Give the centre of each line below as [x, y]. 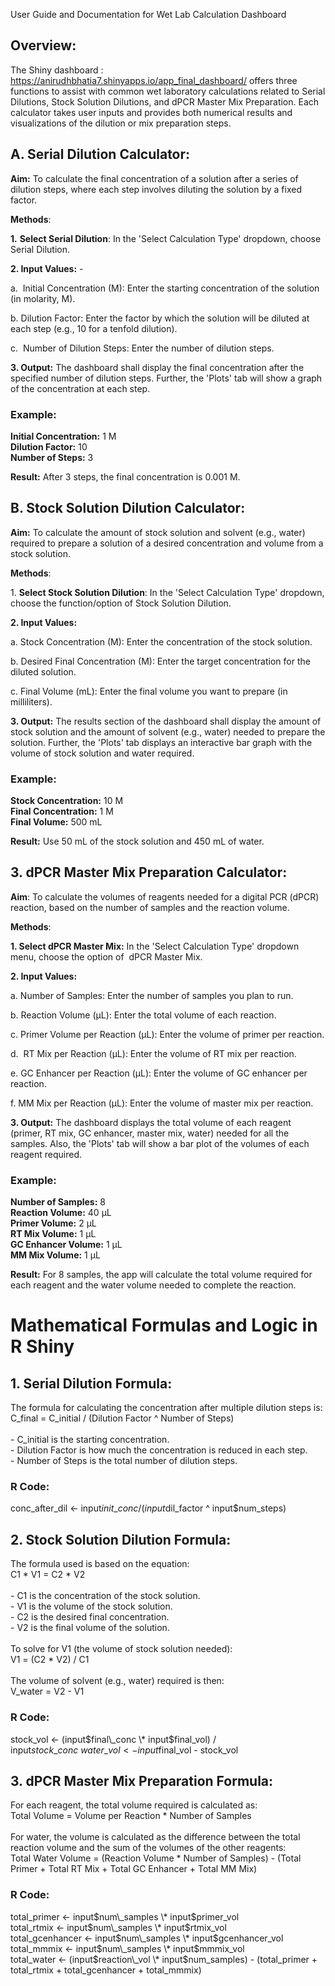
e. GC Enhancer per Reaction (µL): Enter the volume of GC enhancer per [159, 1073]
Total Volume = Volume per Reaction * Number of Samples [131, 1816]
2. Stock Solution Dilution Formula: [121, 1539]
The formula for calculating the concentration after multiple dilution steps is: [166, 1408]
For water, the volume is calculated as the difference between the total [155, 1837]
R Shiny [42, 1346]
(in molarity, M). [43, 298]
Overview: [43, 45]
